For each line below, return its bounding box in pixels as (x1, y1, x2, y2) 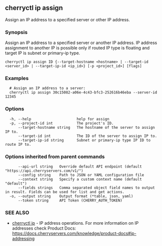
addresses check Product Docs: (12, 225, 76, 231)
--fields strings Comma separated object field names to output (17, 185, 155, 190)
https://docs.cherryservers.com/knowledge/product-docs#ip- (12, 231, 137, 236)
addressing (12, 236, 35, 242)
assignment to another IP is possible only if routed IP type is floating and (5, 45, 150, 51)
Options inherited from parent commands (5, 153, 105, 160)
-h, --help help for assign (9, 116, 110, 122)
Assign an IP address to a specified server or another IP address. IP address (5, 40, 158, 46)
